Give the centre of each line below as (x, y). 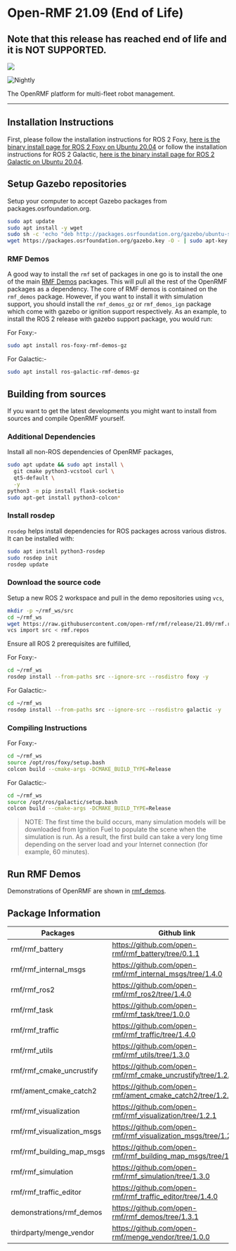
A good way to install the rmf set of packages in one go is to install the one (115, 274)
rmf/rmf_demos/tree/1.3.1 (155, 1217)
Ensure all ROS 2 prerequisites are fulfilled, (69, 644)
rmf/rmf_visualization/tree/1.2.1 (164, 1115)
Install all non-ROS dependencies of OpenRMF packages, (91, 452)
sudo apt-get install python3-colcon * (64, 498)
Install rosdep (31, 515)
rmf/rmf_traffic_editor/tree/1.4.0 (165, 1196)
